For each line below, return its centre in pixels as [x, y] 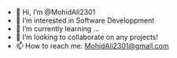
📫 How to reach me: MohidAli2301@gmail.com [92, 46]
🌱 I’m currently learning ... [57, 29]
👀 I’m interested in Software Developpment [85, 20]
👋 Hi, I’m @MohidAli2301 [55, 12]
